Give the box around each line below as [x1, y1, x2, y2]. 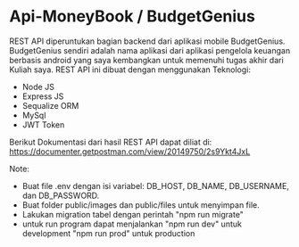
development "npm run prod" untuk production [21, 227, 195, 238]
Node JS [21, 81, 55, 92]
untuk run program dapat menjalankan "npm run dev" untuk [21, 218, 243, 229]
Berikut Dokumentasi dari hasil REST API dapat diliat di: [9, 136, 212, 147]
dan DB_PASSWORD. [21, 190, 100, 201]
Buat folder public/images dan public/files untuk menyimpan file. [21, 199, 261, 210]
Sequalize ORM [21, 100, 79, 111]
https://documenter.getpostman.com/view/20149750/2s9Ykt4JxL [9, 145, 251, 157]
